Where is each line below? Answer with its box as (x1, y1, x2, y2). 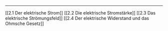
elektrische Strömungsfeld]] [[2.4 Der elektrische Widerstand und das (5, 15, 149, 21)
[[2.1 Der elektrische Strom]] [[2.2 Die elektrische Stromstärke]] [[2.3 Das (5, 10, 156, 15)
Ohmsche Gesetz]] (5, 20, 44, 26)
